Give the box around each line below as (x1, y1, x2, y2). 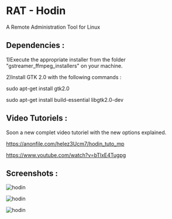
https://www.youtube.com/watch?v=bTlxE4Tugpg (6, 151, 126, 159)
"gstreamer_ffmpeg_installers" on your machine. (6, 62, 123, 69)
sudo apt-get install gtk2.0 (6, 85, 70, 92)
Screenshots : (6, 168, 59, 178)
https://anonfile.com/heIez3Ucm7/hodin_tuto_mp (6, 140, 125, 147)
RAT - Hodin (6, 4, 66, 18)
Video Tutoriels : (6, 113, 68, 124)
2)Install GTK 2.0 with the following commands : (6, 73, 122, 80)
